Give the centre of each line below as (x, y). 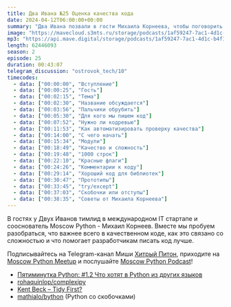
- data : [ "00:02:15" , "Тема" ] (56, 97)
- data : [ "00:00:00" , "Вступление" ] (66, 84)
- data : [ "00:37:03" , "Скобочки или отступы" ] (81, 193)
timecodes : (23, 77)
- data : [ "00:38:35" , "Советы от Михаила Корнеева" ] (90, 199)
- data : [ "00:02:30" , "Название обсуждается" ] (81, 103)
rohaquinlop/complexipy (51, 282)
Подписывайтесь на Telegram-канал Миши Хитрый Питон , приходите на (113, 254)
